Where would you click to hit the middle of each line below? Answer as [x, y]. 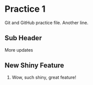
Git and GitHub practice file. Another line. [46, 23]
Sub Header [23, 38]
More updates [19, 50]
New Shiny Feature [34, 66]
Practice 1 [25, 9]
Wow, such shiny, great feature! [44, 77]
